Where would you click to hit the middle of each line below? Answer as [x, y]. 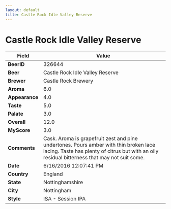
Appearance [23, 97]
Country [18, 174]
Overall [17, 122]
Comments [22, 148]
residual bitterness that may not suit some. [94, 158]
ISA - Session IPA [64, 199]
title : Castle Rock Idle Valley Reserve [49, 15]
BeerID [16, 64]
